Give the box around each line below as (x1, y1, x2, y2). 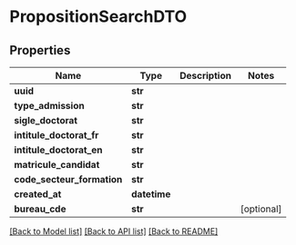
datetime (131, 188, 171, 201)
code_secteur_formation (14, 173, 123, 185)
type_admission (14, 100, 85, 112)
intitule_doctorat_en (14, 143, 103, 156)
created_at (14, 188, 62, 201)
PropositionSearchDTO (9, 6, 188, 27)
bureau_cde (14, 202, 66, 215)
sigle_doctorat (14, 114, 78, 126)
